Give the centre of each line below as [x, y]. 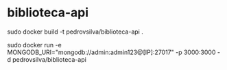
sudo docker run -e [34, 45]
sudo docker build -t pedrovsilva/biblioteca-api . [75, 32]
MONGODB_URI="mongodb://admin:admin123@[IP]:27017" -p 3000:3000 [111, 52]
